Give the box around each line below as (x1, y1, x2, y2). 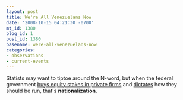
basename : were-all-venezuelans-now (6, 42, 97, 48)
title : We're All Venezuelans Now (6, 14, 92, 20)
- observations (6, 53, 44, 59)
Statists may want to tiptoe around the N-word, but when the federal (6, 75, 173, 82)
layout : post (6, 8, 39, 15)
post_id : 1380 (6, 36, 42, 42)
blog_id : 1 (6, 31, 33, 37)
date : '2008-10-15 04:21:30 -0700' (6, 20, 94, 25)
